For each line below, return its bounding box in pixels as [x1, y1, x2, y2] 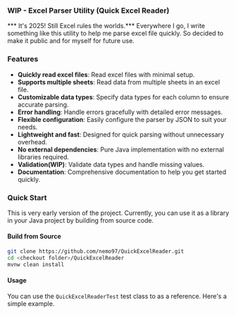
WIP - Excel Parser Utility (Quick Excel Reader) [7, 6, 170, 16]
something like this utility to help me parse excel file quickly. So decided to [7, 29, 224, 37]
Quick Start [7, 192, 47, 202]
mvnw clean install [7, 261, 65, 268]
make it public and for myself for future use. [7, 37, 135, 45]
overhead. [17, 137, 48, 146]
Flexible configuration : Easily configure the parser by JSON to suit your [17, 115, 227, 123]
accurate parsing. [17, 100, 69, 109]
